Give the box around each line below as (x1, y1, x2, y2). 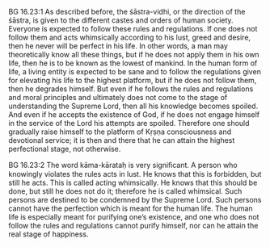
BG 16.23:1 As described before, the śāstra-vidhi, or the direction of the (8, 7, 246, 16)
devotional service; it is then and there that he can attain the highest (8, 136, 235, 144)
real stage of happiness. (8, 229, 89, 239)
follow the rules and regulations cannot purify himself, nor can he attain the (8, 221, 259, 230)
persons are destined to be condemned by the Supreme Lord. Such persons (8, 195, 262, 204)
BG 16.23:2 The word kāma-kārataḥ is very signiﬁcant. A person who (8, 161, 238, 170)
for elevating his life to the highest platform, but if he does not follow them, (8, 76, 257, 85)
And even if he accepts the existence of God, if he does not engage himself (8, 110, 260, 119)
